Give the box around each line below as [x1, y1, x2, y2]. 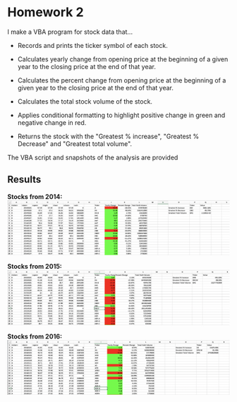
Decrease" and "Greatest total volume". [17, 139, 133, 148]
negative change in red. [17, 118, 87, 127]
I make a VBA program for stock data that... [7, 28, 133, 36]
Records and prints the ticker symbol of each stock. [17, 41, 168, 49]
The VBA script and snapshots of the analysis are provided [7, 153, 178, 162]
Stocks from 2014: [7, 192, 63, 201]
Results [7, 173, 42, 185]
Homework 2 [7, 4, 84, 20]
